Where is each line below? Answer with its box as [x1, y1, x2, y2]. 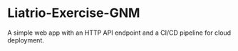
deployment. [7, 35, 44, 44]
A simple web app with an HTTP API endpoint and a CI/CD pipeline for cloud [7, 28, 232, 37]
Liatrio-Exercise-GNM [7, 5, 140, 21]
